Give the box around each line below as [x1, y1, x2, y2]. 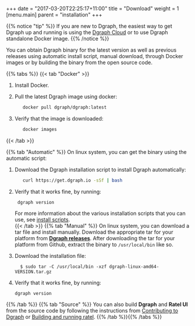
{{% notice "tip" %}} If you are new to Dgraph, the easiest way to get [6, 23, 173, 29]
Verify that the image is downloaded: [14, 115, 104, 122]
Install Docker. [14, 82, 49, 89]
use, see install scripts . [14, 216, 70, 223]
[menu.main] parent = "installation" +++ [6, 11, 102, 18]
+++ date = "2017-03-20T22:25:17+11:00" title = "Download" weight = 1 [6, 5, 179, 12]
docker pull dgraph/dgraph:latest [22, 105, 107, 110]
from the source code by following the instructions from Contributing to [6, 307, 179, 314]
